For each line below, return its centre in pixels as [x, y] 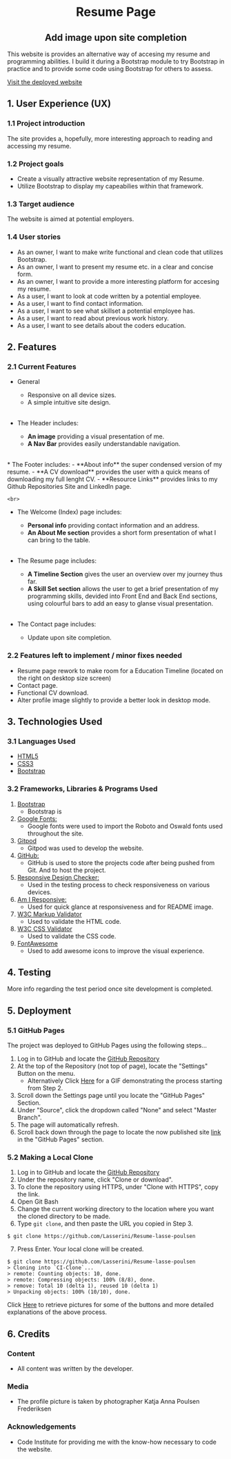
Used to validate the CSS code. [72, 936]
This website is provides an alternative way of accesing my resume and [109, 54]
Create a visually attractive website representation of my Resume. [111, 178]
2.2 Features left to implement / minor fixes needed [95, 655]
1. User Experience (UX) [59, 104]
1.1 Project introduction [46, 124]
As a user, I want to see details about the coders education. [101, 325]
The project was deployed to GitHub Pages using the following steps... [107, 1045]
